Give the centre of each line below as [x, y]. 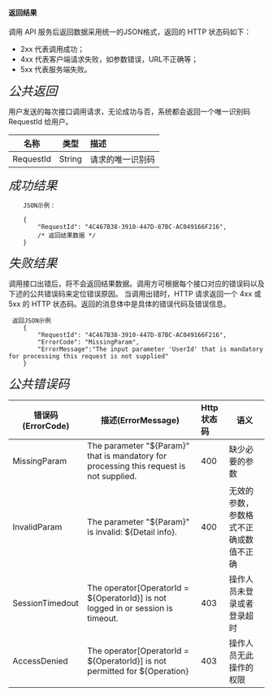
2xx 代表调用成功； [52, 50]
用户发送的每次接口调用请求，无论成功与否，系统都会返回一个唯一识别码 [129, 112]
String [71, 159]
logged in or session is [130, 608]
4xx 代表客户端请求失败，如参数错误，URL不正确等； [109, 59]
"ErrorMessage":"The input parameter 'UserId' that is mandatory [151, 349]
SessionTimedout [45, 603]
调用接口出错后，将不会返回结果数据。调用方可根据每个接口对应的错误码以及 [136, 283]
